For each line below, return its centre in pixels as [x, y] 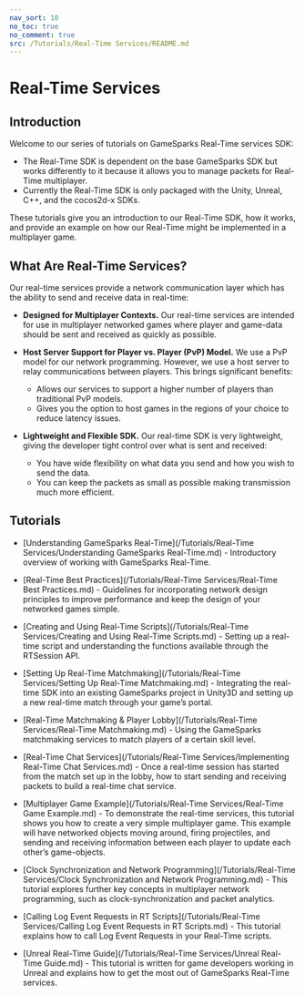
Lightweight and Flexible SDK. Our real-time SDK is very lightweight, [152, 436]
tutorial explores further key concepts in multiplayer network [136, 888]
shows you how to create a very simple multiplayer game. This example [157, 823]
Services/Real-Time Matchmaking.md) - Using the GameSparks [142, 729]
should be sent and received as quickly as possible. [119, 334]
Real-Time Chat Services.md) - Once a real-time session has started [151, 766]
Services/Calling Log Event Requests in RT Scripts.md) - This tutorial [152, 926]
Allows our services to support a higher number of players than [155, 389]
